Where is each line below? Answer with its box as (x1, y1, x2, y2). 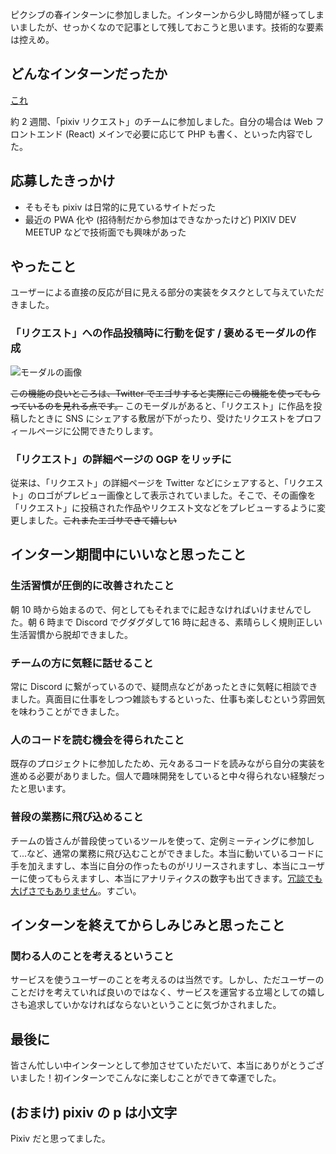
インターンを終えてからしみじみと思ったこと (10, 917, 285, 933)
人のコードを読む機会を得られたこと (10, 733, 185, 747)
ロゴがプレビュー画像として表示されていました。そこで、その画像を (36, 489, 317, 502)
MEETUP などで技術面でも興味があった (24, 226, 187, 238)
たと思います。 (10, 783, 72, 795)
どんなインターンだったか (10, 66, 168, 83)
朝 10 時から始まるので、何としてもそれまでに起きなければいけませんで (10, 603, 303, 615)
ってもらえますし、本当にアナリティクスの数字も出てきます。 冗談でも (36, 872, 323, 884)
